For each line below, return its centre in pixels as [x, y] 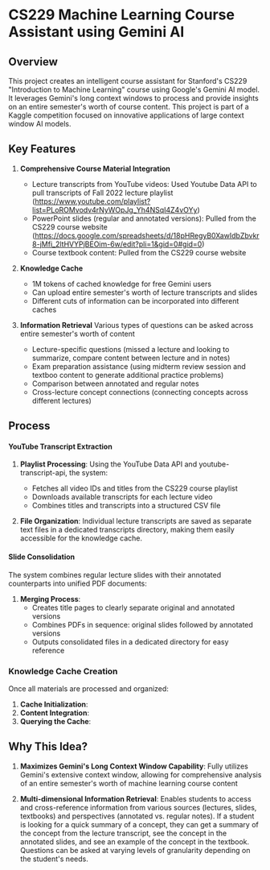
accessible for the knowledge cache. [81, 538]
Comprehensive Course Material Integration [95, 168]
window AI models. [40, 124]
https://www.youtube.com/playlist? [93, 201]
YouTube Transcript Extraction [60, 446]
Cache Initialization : [54, 704]
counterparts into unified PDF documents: [78, 583]
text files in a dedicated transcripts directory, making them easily [127, 530]
